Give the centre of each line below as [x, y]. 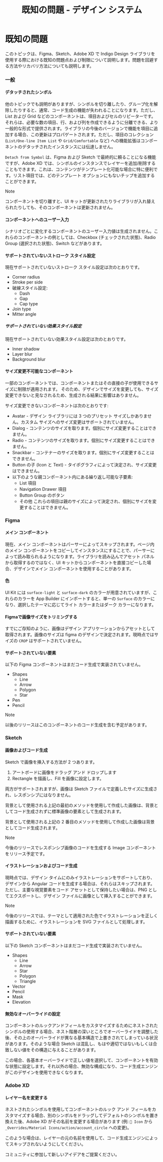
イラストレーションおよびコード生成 [41, 866]
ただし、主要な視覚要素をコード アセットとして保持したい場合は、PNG [76, 890]
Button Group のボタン [42, 495]
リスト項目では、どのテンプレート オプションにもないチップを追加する [84, 176]
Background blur [29, 360]
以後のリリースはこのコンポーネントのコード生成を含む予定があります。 [77, 725]
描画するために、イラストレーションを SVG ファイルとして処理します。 [76, 922]
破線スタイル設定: [30, 288]
